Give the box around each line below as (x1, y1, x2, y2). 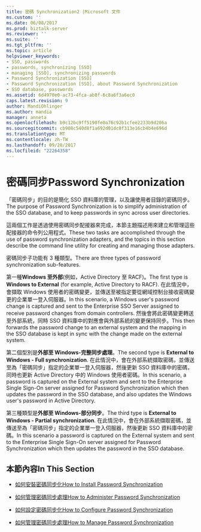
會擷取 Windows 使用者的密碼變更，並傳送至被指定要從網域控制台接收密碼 (6, 288, 190, 296)
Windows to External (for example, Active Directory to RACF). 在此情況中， (6, 281, 193, 288)
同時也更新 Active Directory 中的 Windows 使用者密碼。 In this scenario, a (6, 371, 187, 378)
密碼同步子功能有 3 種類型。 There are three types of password (6, 255, 162, 262)
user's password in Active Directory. (6, 397, 96, 404)
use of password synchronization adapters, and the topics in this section (6, 236, 185, 243)
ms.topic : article (6, 48, 52, 54)
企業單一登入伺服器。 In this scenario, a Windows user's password (16, 296, 179, 303)
